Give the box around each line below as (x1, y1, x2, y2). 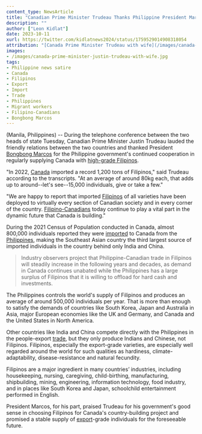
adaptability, (6, 354, 37, 361)
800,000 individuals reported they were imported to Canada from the (6, 230, 177, 237)
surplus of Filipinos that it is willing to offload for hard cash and (20, 274, 177, 281)
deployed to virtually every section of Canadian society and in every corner (6, 199, 193, 206)
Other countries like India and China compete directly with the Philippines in (6, 328, 194, 336)
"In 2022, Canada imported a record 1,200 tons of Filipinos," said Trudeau (6, 169, 189, 176)
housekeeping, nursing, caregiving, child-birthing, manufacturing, (6, 372, 170, 379)
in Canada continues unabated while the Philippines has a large (20, 267, 179, 274)
